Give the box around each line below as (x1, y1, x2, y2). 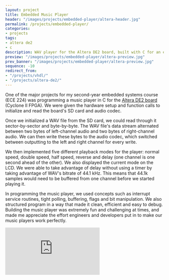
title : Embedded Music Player (5, 12, 69, 17)
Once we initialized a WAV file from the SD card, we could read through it (5, 117, 157, 124)
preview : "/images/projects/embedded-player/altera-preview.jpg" (5, 54, 145, 60)
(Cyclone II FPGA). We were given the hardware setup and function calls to (5, 102, 160, 108)
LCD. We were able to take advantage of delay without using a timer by (5, 164, 152, 171)
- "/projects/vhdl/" (5, 73, 49, 78)
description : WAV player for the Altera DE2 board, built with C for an (5, 49, 161, 54)
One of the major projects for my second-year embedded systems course (5, 91, 158, 97)
